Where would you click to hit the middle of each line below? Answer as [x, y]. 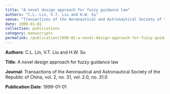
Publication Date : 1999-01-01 [36, 86]
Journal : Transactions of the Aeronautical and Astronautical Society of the [83, 71]
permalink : [17, 38]
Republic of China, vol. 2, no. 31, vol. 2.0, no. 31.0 [56, 77]
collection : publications [32, 29]
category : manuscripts [29, 33]
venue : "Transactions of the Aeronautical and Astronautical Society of [83, 19]
